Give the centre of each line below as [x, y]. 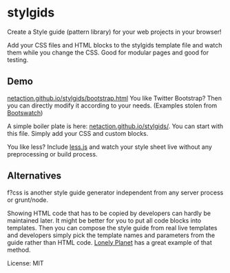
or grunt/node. [28, 200]
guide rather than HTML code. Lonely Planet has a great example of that [109, 242]
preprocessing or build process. [52, 154]
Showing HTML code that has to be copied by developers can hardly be [109, 213]
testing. [18, 59]
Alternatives [34, 176]
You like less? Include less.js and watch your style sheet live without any [109, 147]
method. [19, 250]
